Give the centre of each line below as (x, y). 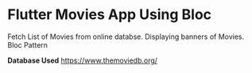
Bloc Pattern (28, 44)
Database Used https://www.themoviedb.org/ (83, 60)
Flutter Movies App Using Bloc (110, 15)
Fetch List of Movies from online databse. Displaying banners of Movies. (126, 36)
